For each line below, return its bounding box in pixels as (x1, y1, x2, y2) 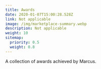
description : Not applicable (5, 26, 67, 31)
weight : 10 (5, 30, 28, 35)
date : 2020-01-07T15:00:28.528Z (5, 12, 73, 17)
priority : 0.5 (10, 40, 39, 45)
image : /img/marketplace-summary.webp (5, 21, 87, 26)
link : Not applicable (5, 16, 51, 21)
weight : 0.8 (10, 44, 35, 49)
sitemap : (5, 35, 24, 40)
